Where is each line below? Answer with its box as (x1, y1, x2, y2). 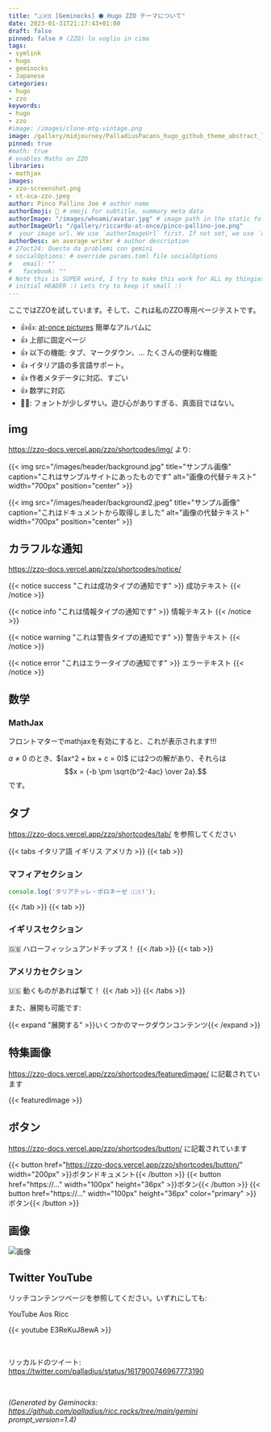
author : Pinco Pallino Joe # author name (8, 199, 150, 208)
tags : (8, 42, 27, 50)
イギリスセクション (8, 924, 83, 935)
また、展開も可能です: (8, 1003, 82, 1013)
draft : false (8, 27, 52, 35)
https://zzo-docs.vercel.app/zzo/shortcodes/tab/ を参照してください (8, 829, 236, 839)
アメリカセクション (8, 966, 83, 977)
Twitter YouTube (8, 1270, 93, 1284)
